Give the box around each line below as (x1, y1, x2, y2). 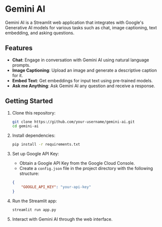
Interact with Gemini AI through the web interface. (12, 216, 113, 222)
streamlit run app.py (12, 207, 56, 212)
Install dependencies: (12, 132, 56, 138)
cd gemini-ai (12, 124, 39, 129)
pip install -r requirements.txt (12, 142, 81, 147)
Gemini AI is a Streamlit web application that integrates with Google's (5, 19, 144, 25)
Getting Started (5, 97, 53, 105)
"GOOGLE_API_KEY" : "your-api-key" (21, 185, 91, 189)
